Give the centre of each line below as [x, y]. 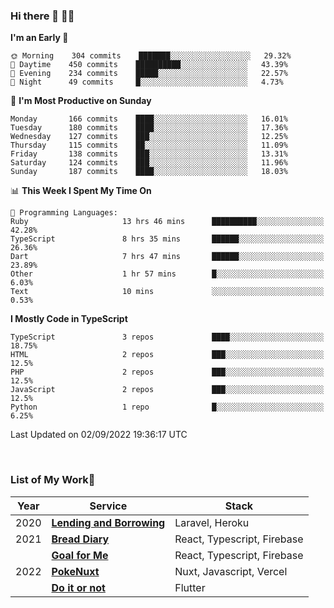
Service [108, 506]
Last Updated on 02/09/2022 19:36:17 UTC [99, 435]
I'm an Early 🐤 [39, 38]
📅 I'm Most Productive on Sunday [81, 101]
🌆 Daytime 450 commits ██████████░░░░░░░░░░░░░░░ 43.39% [149, 65]
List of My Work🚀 [53, 480]
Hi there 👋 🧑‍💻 [42, 16]
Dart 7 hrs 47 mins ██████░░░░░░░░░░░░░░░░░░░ [167, 257]
